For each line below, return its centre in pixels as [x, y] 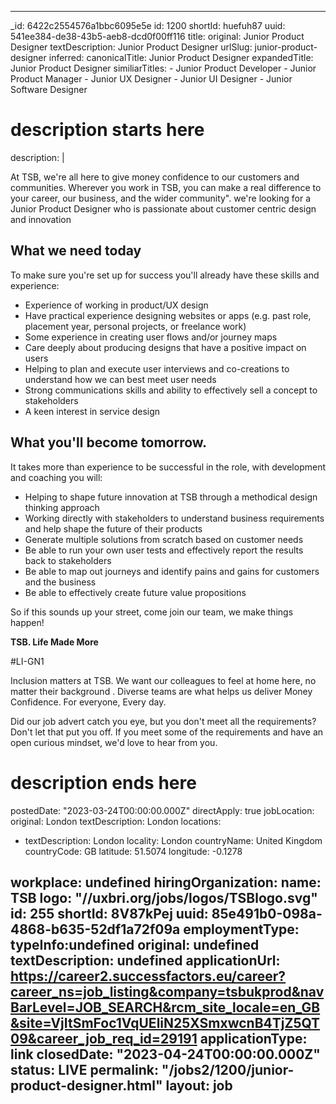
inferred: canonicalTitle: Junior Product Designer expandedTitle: [181, 57]
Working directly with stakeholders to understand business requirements [174, 518]
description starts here [107, 130]
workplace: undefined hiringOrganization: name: [166, 882]
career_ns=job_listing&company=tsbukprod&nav [167, 991]
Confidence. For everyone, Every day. [88, 702]
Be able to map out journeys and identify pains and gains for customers [172, 571]
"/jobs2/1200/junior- [228, 1069]
